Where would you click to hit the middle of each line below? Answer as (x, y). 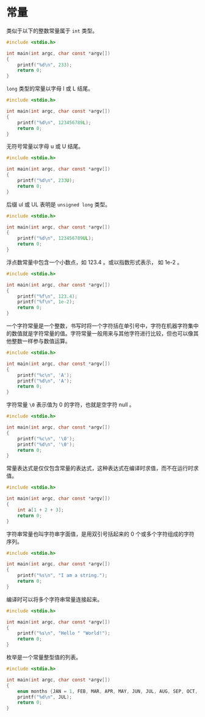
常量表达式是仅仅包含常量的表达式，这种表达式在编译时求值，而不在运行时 (100, 468)
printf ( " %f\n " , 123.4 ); (48, 296)
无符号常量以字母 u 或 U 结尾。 (45, 146)
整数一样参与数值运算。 (41, 341)
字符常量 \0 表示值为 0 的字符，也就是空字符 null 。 (71, 405)
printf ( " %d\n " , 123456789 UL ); (56, 238)
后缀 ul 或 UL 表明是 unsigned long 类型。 (59, 204)
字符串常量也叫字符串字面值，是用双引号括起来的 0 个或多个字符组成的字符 (100, 534)
